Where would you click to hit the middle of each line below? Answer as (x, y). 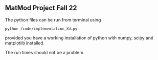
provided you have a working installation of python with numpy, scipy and (79, 38)
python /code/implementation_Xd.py (41, 29)
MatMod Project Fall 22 (41, 8)
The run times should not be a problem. (45, 52)
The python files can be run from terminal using (53, 20)
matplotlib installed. (25, 43)
